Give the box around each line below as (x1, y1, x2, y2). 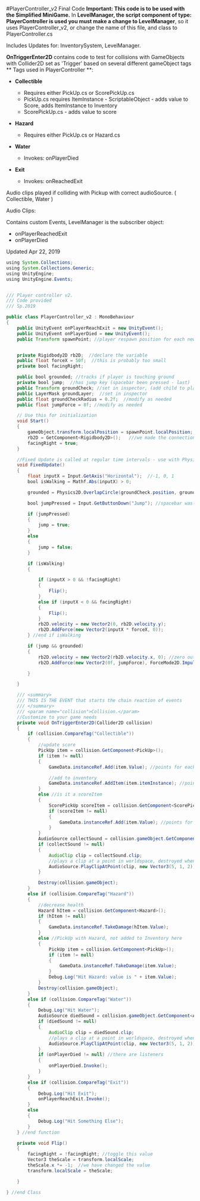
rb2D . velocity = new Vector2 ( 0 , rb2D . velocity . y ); (37, 621, 167, 627)
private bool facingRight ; (17, 363, 84, 369)
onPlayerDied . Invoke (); (48, 1063, 108, 1069)
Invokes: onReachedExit (23, 178, 83, 184)
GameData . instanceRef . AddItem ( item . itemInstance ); (48, 781, 177, 787)
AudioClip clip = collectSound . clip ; (48, 852, 143, 858)
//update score (37, 742, 76, 748)
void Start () (17, 418, 49, 424)
